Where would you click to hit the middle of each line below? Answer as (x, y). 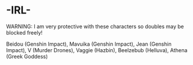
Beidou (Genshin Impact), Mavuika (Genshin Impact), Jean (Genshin (89, 44)
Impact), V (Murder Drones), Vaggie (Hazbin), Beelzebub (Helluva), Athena (97, 50)
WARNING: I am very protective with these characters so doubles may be (95, 26)
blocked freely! (24, 32)
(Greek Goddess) (27, 56)
